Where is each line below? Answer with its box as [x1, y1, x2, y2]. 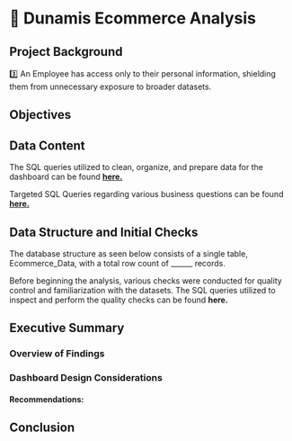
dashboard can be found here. [9, 171, 123, 183]
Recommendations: [9, 393, 84, 404]
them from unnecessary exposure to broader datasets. [9, 81, 212, 92]
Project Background [9, 44, 123, 59]
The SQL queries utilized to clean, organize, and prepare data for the [9, 162, 263, 173]
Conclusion [9, 420, 75, 436]
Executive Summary [9, 320, 125, 336]
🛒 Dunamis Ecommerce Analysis [9, 8, 257, 29]
